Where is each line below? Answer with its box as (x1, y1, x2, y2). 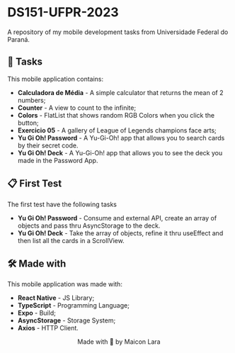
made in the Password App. (17, 156, 98, 164)
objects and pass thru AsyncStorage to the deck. (17, 221, 161, 230)
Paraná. (7, 35, 30, 43)
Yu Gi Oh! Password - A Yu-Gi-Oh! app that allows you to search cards (17, 133, 225, 142)
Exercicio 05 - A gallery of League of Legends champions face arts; (17, 125, 217, 135)
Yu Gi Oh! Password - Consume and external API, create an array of (17, 213, 217, 222)
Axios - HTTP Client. (17, 324, 79, 332)
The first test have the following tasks (7, 200, 117, 208)
